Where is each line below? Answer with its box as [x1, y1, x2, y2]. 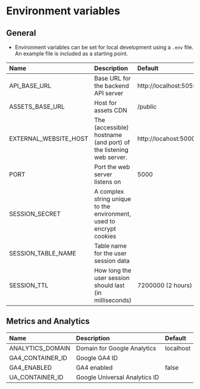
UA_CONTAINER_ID [9, 373, 64, 381]
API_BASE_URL [9, 82, 52, 90]
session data [94, 257, 130, 264]
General [6, 28, 37, 38]
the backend [94, 82, 129, 90]
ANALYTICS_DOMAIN [9, 344, 70, 352]
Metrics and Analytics [6, 316, 90, 326]
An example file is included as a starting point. [14, 50, 129, 57]
